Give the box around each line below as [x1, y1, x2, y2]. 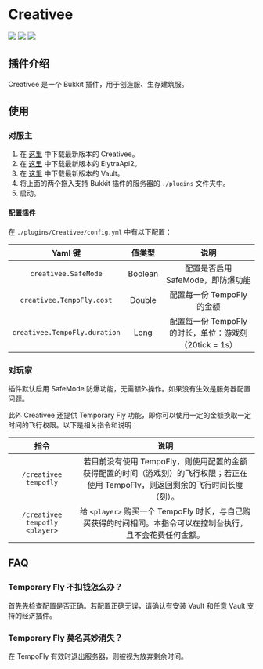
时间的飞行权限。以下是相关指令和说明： [8, 420, 139, 429]
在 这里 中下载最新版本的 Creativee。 [19, 149, 139, 158]
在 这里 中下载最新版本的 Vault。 [19, 169, 124, 178]
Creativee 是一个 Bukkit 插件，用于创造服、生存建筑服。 [8, 79, 189, 89]
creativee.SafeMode [30, 269, 103, 278]
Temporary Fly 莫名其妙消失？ [8, 632, 123, 643]
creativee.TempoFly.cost [20, 296, 113, 304]
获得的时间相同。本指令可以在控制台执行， [90, 518, 248, 529]
